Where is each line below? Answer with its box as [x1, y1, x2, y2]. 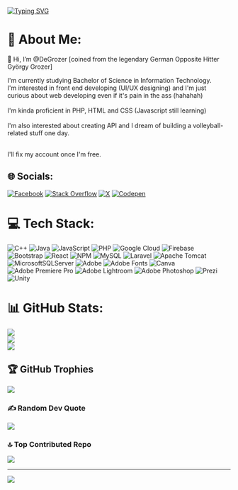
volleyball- [193, 121, 224, 130]
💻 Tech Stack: [7, 215, 95, 232]
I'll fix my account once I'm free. [7, 149, 101, 159]
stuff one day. [29, 128, 69, 137]
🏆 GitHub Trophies [7, 363, 94, 375]
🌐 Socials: [7, 171, 54, 183]
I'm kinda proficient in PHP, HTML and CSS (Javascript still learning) [7, 106, 207, 115]
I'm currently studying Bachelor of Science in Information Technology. [7, 76, 212, 84]
